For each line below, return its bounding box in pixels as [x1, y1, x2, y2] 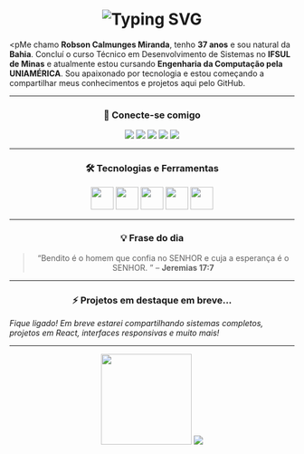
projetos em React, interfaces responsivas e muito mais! [9, 327, 220, 339]
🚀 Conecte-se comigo [103, 109, 201, 121]
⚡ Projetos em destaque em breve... [71, 294, 233, 306]
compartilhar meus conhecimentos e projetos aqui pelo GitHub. [9, 77, 246, 88]
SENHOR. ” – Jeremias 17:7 [112, 262, 214, 273]
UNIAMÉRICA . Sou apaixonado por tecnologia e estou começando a [9, 68, 265, 79]
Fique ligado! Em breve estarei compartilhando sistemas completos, [9, 318, 264, 329]
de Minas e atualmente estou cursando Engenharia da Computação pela [9, 58, 283, 69]
